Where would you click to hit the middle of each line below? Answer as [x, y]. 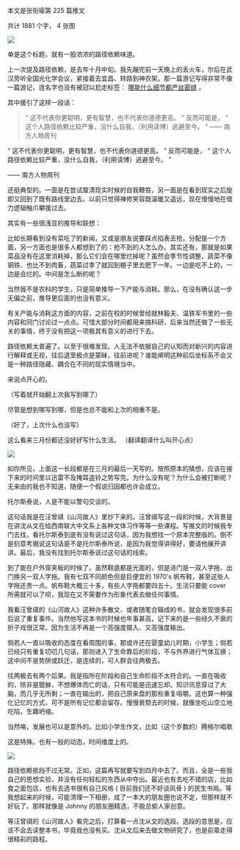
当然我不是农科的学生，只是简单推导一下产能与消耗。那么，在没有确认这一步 [120, 289]
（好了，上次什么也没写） [45, 425]
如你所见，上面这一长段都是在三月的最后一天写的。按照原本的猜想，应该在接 [120, 469]
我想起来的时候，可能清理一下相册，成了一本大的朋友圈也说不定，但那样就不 [120, 797]
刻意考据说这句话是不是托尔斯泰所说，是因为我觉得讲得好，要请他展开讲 [120, 544]
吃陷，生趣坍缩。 [32, 711]
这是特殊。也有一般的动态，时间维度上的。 [70, 742]
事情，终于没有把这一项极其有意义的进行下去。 [89, 331]
